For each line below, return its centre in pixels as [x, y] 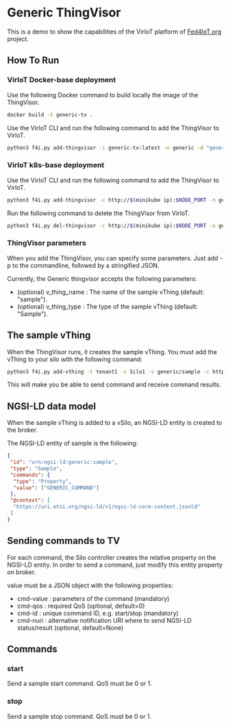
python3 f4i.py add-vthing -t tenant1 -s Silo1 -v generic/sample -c [108, 371]
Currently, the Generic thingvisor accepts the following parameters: [102, 278]
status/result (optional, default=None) [70, 628]
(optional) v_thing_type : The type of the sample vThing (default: [107, 306]
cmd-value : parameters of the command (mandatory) [93, 598]
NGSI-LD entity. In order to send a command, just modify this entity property [115, 565]
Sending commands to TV [64, 541]
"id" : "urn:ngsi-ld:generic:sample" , [64, 463]
